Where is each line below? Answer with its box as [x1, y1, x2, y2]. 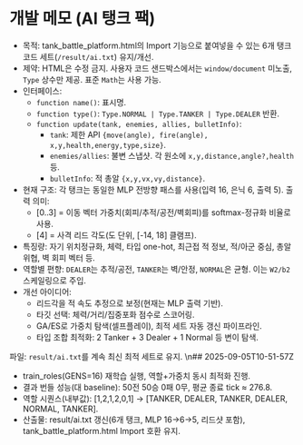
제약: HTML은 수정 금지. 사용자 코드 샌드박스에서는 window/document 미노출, [22, 63, 293, 74]
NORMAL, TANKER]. [22, 403, 99, 414]
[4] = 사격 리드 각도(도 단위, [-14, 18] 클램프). [35, 229, 197, 241]
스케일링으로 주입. [22, 274, 86, 286]
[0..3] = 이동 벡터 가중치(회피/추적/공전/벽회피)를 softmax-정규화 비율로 [35, 206, 292, 218]
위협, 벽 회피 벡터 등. [22, 252, 95, 263]
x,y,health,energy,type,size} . [49, 139, 166, 150]
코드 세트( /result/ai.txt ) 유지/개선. [22, 51, 154, 62]
